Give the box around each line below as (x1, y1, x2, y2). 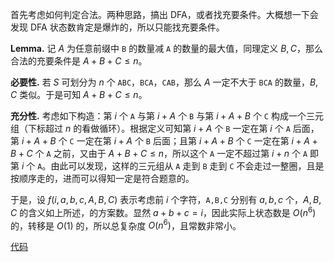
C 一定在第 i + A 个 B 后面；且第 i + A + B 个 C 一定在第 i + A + (69, 135, 318, 147)
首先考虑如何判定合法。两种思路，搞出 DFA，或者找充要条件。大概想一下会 (10, 9, 319, 20)
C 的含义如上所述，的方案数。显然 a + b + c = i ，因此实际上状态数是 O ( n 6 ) (10, 205, 317, 218)
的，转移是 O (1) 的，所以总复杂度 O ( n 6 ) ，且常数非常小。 (10, 218, 242, 232)
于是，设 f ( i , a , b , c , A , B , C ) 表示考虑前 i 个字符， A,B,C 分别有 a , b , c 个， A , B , (10, 194, 322, 205)
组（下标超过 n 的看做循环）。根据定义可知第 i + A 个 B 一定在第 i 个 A (10, 123, 291, 134)
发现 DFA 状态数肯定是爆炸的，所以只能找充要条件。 (10, 21, 225, 33)
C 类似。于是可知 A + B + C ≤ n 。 (10, 89, 148, 100)
